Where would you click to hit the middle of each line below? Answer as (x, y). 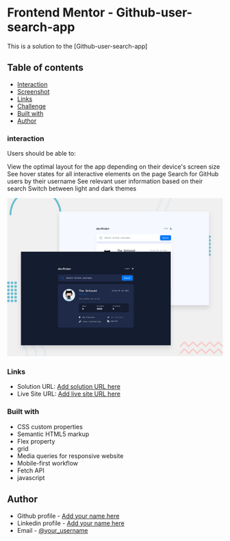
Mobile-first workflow (48, 463)
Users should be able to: (42, 154)
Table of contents (45, 68)
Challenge (31, 106)
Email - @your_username (52, 530)
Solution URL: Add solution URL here (69, 387)
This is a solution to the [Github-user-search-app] (77, 46)
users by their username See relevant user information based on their (105, 181)
